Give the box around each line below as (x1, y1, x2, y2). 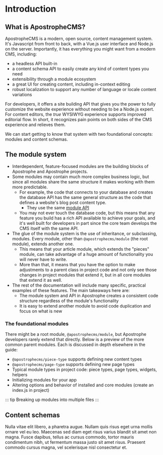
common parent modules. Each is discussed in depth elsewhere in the (5, 342, 146, 347)
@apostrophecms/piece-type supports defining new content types (12, 356, 142, 362)
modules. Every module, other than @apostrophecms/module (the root (12, 236, 148, 241)
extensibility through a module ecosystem (12, 76, 96, 82)
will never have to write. (19, 256, 67, 262)
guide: (5, 347, 18, 353)
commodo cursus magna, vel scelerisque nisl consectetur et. (5, 444, 127, 450)
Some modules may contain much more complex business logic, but (12, 174, 149, 180)
